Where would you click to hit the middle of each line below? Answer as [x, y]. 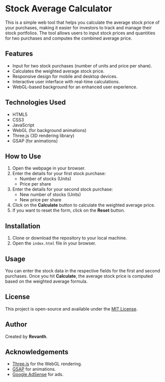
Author [16, 325]
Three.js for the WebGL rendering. [47, 364]
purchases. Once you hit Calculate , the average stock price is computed [79, 276]
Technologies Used [35, 102]
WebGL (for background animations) [49, 130]
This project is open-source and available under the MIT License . [71, 309]
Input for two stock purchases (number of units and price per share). [82, 65]
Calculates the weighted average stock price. [58, 71]
